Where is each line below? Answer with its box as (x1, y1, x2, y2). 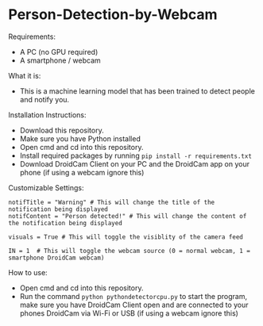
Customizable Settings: (8, 182, 85, 192)
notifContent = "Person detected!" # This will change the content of (8, 212, 247, 220)
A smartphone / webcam (19, 56, 101, 65)
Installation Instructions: (8, 109, 87, 120)
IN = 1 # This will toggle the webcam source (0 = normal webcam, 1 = (8, 247, 250, 255)
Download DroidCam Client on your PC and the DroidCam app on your (19, 159, 250, 168)
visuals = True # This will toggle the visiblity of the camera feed (8, 232, 244, 241)
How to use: (8, 267, 48, 277)
